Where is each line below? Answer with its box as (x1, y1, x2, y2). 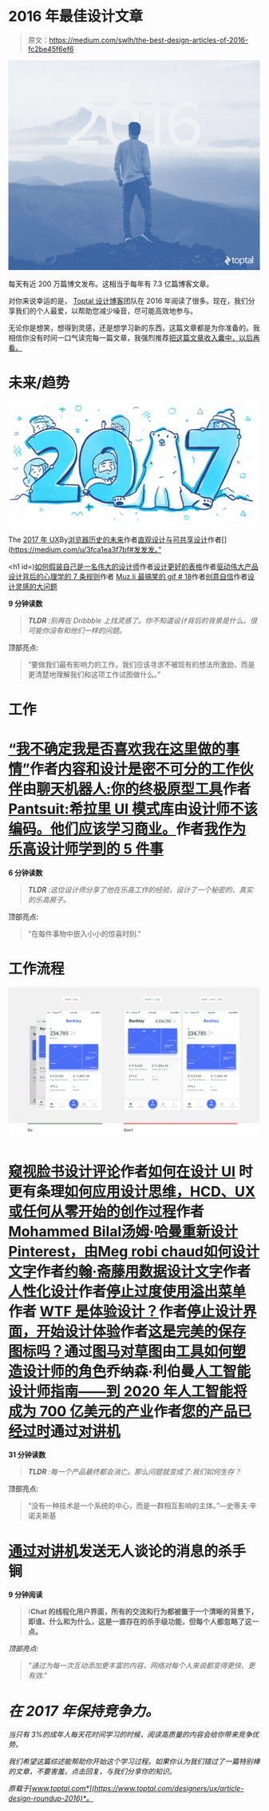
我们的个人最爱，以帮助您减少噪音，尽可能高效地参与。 (14, 305, 197, 316)
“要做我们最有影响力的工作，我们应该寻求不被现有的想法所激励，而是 (27, 659, 255, 669)
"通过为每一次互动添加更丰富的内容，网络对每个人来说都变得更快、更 (27, 1661, 255, 1670)
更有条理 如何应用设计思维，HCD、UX (8, 1182, 256, 1200)
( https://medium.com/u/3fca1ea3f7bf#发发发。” (8, 544, 162, 554)
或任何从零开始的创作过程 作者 (8, 1202, 205, 1220)
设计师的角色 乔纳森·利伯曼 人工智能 (22, 1362, 251, 1380)
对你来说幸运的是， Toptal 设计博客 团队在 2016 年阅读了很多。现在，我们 (8, 296, 249, 305)
